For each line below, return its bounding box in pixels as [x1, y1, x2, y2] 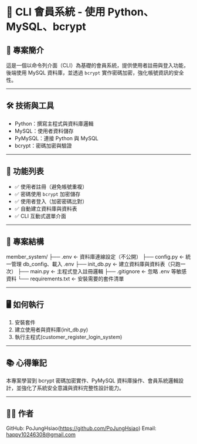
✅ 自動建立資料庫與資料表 [14, 205, 77, 212]
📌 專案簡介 [6, 45, 44, 55]
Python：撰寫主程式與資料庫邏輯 [14, 120, 94, 127]
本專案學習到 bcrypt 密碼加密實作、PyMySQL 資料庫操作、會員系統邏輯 [6, 377, 179, 384]
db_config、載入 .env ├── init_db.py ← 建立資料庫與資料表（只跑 [22, 260, 181, 267]
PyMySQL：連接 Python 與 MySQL [14, 134, 98, 141]
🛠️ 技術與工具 [6, 101, 55, 111]
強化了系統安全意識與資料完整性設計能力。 [21, 385, 124, 392]
